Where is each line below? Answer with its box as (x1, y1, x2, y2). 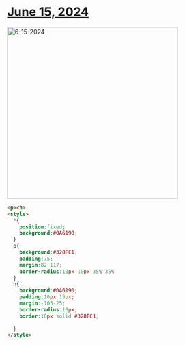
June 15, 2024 (7, 4, 89, 20)
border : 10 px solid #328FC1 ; (19, 313, 99, 320)
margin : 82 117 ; (19, 261, 63, 268)
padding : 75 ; (19, 255, 53, 262)
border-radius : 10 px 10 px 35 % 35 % (19, 268, 115, 275)
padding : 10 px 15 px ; (19, 294, 75, 300)
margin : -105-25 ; (19, 300, 66, 307)
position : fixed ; (19, 224, 66, 230)
